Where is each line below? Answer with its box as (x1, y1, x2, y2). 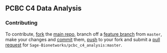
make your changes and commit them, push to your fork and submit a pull (5, 36, 160, 42)
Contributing (5, 19, 38, 26)
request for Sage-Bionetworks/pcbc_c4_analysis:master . (5, 42, 122, 48)
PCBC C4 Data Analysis (5, 4, 82, 13)
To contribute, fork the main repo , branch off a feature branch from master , (5, 31, 162, 37)
